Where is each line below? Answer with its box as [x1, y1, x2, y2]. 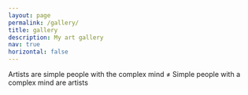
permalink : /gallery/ [8, 19, 80, 27]
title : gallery [8, 26, 58, 34]
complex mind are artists [8, 78, 89, 87]
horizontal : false [8, 48, 68, 56]
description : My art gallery [8, 33, 104, 42]
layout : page [8, 11, 51, 20]
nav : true [8, 41, 41, 49]
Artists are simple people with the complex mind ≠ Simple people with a [8, 70, 241, 79]
